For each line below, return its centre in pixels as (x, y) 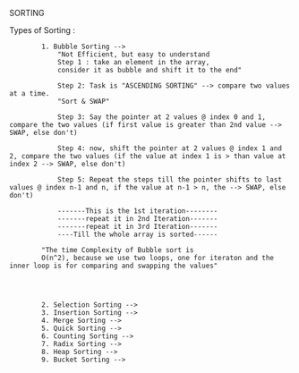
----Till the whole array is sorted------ (137, 234)
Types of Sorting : (43, 30)
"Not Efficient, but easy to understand (133, 55)
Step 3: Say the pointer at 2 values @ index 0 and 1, (162, 117)
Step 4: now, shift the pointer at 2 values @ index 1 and (169, 148)
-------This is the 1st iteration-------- (137, 211)
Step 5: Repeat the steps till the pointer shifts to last (169, 180)
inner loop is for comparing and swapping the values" (114, 266)
